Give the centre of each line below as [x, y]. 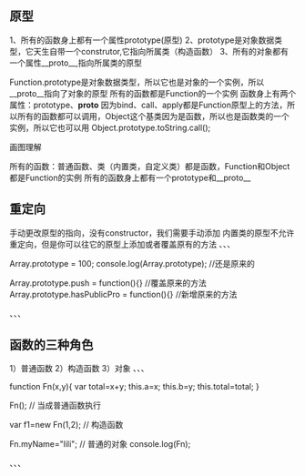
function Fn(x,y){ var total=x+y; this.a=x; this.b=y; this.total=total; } [134, 387]
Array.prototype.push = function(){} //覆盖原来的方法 [108, 283]
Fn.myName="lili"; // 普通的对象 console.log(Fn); [100, 444]
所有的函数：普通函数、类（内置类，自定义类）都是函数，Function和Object [150, 166]
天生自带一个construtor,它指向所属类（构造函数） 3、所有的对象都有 [161, 51]
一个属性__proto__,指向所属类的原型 [76, 63]
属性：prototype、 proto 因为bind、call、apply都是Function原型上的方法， [148, 105]
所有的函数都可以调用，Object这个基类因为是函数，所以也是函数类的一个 [153, 116]
